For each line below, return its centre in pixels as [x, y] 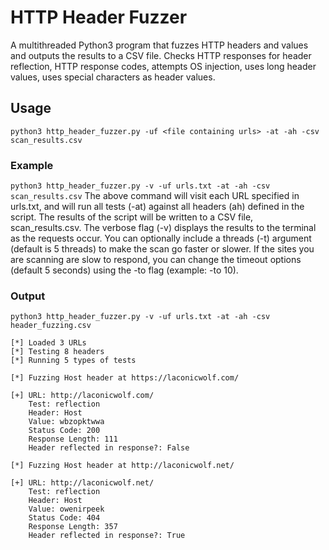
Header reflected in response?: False [109, 448]
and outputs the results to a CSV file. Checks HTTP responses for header [161, 55]
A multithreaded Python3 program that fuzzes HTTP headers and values [159, 45]
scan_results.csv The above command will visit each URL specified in [155, 196]
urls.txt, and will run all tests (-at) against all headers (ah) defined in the [157, 207]
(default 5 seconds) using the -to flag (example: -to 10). [124, 270]
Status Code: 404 [64, 518]
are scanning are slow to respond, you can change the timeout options [156, 260]
